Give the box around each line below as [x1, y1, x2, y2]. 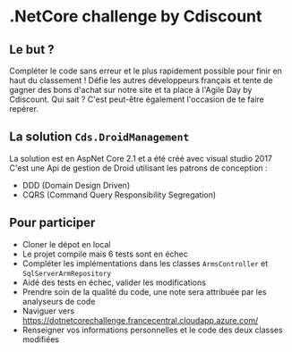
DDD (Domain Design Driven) [21, 180, 131, 190]
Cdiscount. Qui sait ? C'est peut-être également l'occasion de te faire [9, 94, 264, 105]
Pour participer [9, 215, 96, 230]
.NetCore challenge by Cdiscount [9, 6, 262, 27]
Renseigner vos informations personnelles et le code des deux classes [21, 324, 284, 335]
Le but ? [9, 42, 56, 57]
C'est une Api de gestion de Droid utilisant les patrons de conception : [9, 163, 268, 173]
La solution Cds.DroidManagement [9, 130, 190, 145]
